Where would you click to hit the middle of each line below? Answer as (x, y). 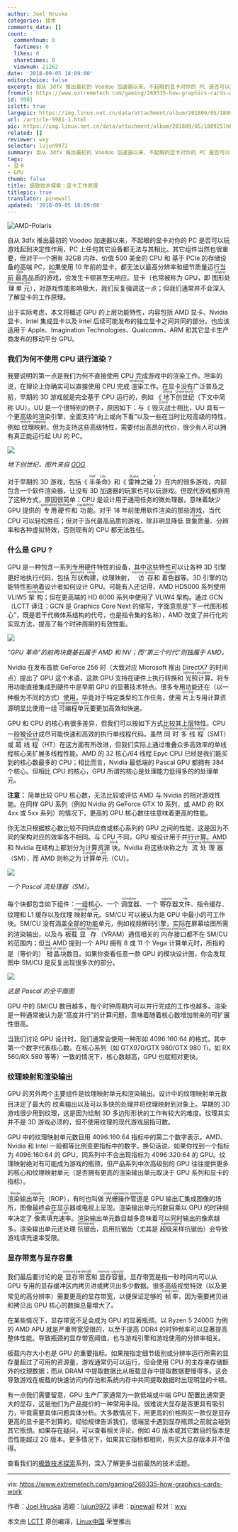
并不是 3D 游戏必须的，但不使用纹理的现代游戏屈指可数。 (91, 1121)
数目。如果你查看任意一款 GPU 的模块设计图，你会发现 (146, 953)
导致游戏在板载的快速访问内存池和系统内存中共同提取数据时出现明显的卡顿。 (119, 1380)
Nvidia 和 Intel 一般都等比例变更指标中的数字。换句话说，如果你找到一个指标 (119, 1146)
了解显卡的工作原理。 (38, 297)
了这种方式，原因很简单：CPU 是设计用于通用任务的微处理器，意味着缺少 (114, 500)
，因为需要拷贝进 (203, 1296)
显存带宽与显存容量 (40, 1258)
